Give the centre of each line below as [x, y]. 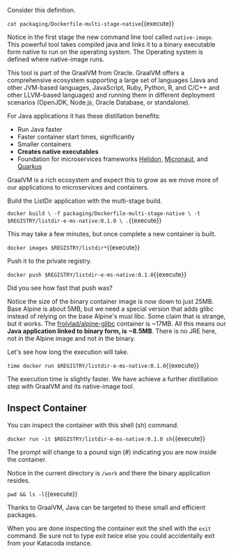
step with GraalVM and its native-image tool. [71, 386]
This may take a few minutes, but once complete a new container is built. [112, 234]
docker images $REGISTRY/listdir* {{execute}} [74, 247]
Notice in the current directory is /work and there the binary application [109, 472]
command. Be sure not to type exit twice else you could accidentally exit [111, 535]
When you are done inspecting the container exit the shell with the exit [109, 528]
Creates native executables [58, 152]
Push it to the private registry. [49, 261]
